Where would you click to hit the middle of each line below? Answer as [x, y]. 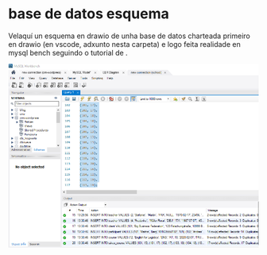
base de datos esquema [89, 14]
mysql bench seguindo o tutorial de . [68, 52]
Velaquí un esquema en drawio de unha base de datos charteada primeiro [129, 36]
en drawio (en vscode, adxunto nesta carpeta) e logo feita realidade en [124, 44]
